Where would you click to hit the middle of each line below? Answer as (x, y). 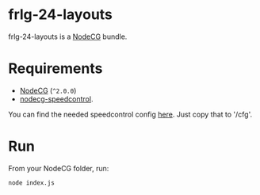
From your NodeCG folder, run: (59, 168)
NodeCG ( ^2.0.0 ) (48, 90)
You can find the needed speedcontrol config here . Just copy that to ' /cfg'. (130, 114)
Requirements (55, 69)
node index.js (32, 183)
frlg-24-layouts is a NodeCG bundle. (68, 36)
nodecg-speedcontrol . (56, 99)
